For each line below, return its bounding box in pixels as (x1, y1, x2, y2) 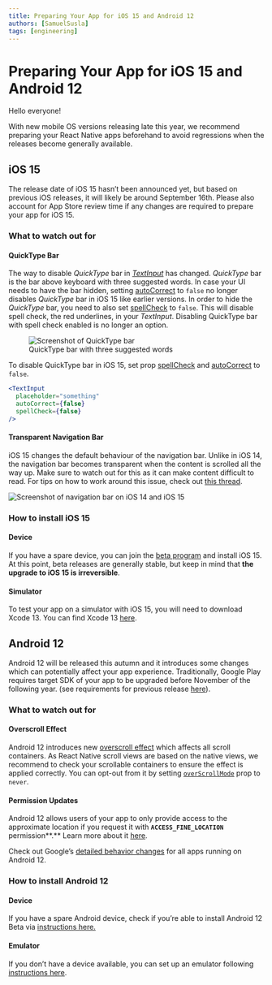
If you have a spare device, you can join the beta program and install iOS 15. (8, 550, 262, 560)
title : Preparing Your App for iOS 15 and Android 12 (8, 11, 195, 20)
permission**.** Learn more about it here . (8, 831, 148, 840)
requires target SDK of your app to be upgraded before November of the (8, 675, 251, 685)
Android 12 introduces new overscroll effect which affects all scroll (8, 742, 231, 752)
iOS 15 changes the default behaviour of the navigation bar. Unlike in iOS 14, (8, 450, 262, 460)
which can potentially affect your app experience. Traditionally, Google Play (8, 667, 261, 676)
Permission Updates (8, 795, 79, 805)
